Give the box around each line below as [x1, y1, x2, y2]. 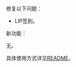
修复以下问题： [6, 5, 42, 12]
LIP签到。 [14, 17, 38, 24]
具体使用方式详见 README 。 [6, 55, 74, 61]
